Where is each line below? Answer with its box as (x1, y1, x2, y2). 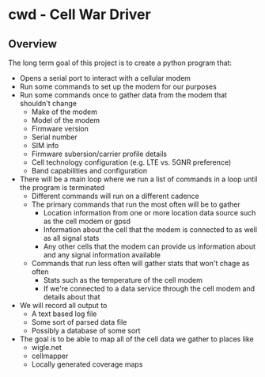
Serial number (31, 132, 78, 142)
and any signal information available (43, 250, 161, 259)
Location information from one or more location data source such (43, 208, 256, 217)
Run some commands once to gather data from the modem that (19, 90, 228, 100)
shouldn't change (19, 99, 78, 108)
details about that (43, 292, 100, 302)
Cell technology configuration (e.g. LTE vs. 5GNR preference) (31, 158, 232, 167)
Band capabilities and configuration (31, 166, 148, 175)
